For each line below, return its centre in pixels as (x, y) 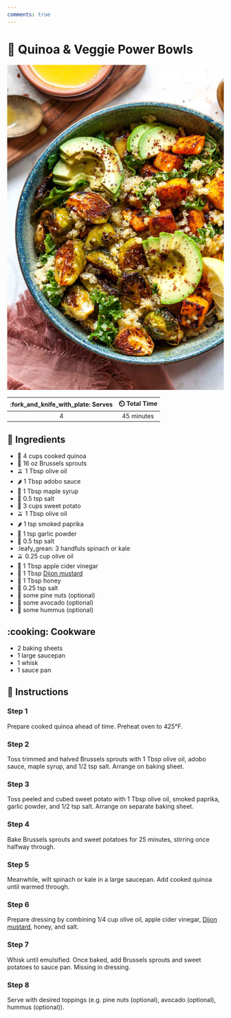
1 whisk (27, 663)
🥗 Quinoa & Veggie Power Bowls (100, 49)
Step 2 (18, 744)
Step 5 (18, 865)
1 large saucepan (41, 656)
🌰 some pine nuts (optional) (56, 596)
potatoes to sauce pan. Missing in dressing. (69, 967)
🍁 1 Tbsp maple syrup (48, 491)
